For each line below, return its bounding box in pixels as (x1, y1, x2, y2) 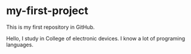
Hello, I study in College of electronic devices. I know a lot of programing (6, 35, 186, 42)
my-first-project (6, 4, 88, 18)
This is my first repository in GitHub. (6, 23, 95, 31)
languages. (6, 41, 34, 48)
